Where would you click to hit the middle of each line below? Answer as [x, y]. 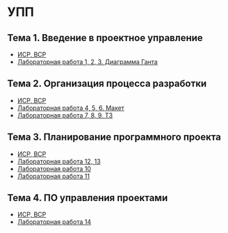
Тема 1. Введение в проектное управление [105, 38]
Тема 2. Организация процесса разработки [107, 84]
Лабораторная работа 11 [54, 176]
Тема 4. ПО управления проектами [88, 198]
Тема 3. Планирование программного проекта [114, 137]
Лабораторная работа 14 [54, 222]
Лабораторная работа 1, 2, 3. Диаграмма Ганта [87, 62]
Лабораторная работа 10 [54, 168]
